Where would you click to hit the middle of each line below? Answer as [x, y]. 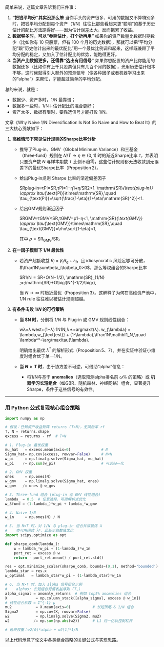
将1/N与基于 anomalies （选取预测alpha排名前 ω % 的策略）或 [88, 377]
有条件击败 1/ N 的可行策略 [38, 309]
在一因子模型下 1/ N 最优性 [38, 250]
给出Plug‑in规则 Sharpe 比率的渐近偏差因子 [63, 178]
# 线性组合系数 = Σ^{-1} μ [30, 603]
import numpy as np [25, 418]
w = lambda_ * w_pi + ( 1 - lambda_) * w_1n [52, 548]
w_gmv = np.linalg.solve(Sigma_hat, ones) [52, 481]
